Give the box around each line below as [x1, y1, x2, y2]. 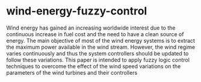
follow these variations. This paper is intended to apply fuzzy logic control [6, 56, 190, 63]
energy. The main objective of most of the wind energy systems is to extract [6, 37, 196, 44]
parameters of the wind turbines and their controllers [6, 69, 138, 76]
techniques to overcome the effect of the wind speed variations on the [6, 62, 181, 70]
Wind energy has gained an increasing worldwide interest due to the [6, 24, 176, 31]
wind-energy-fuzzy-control [6, 4, 147, 18]
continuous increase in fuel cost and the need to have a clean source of [6, 30, 184, 37]
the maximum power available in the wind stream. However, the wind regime [6, 43, 196, 51]
